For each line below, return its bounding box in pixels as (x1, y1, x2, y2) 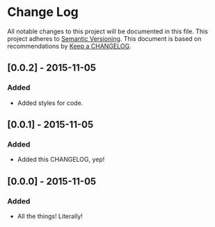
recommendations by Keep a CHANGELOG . (7, 42, 132, 50)
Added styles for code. (17, 99, 83, 107)
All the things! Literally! (17, 212, 83, 220)
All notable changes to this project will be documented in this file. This (7, 27, 209, 35)
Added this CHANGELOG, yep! (17, 155, 105, 164)
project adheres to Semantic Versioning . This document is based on (7, 34, 202, 42)
